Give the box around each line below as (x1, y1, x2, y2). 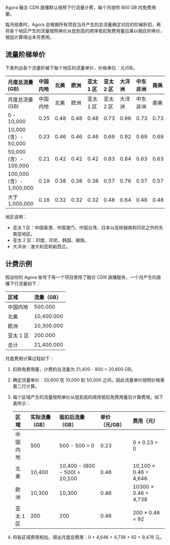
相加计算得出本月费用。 (5, 34, 54, 40)
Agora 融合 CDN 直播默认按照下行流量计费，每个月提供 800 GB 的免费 (5, 5, 152, 10)
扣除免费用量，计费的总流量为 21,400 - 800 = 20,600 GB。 (12, 366, 136, 372)
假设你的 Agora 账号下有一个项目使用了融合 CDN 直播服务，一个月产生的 (5, 274, 157, 280)
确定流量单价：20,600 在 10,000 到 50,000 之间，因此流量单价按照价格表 (12, 376, 165, 383)
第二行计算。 (12, 383, 39, 389)
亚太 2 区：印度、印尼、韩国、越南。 (12, 237, 90, 243)
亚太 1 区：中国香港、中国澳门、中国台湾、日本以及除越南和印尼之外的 (12, 224, 159, 230)
